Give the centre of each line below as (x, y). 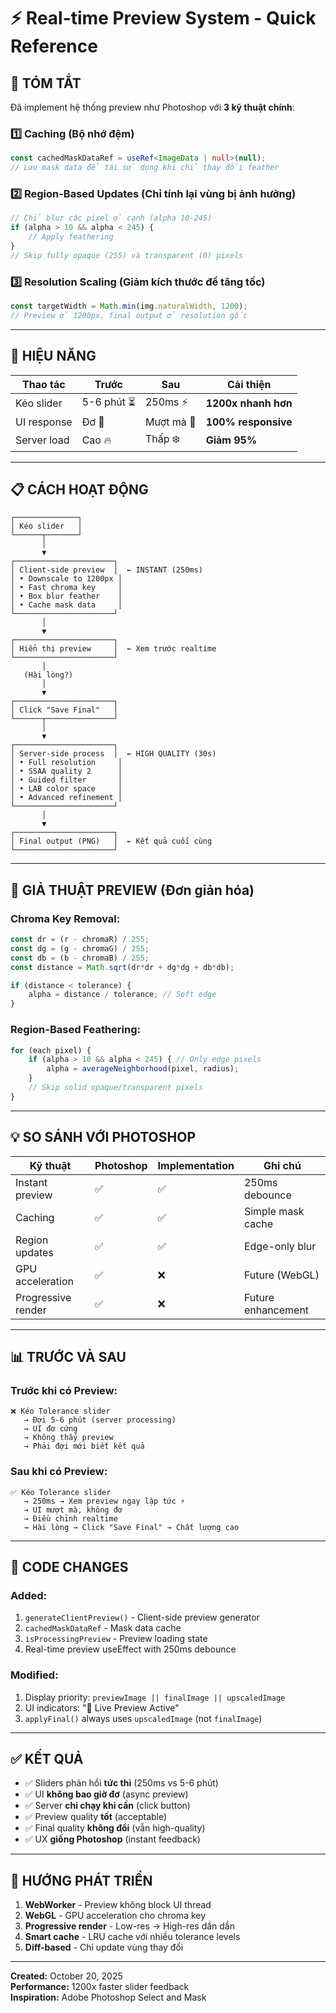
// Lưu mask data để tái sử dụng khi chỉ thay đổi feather (145, 168)
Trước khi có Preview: (64, 1390)
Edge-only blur (280, 1246)
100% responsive (249, 422)
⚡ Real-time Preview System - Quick (163, 18)
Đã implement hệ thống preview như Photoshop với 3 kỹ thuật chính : (152, 107)
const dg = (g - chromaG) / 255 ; (80, 948)
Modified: (34, 1675)
